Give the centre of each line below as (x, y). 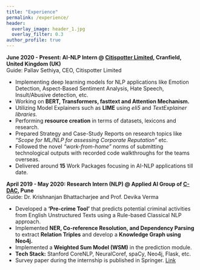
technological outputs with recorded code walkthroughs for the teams (102, 153)
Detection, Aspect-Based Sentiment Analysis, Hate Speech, (89, 88)
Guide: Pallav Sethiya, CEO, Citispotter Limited (64, 70)
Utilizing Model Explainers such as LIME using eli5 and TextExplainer (101, 108)
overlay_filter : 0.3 (38, 35)
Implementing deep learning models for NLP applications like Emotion (102, 82)
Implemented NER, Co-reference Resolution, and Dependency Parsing (105, 228)
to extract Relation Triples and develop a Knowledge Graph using (98, 235)
